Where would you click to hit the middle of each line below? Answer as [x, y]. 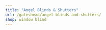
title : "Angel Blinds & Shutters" [42, 10]
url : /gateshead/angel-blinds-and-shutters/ [53, 15]
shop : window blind [26, 19]
